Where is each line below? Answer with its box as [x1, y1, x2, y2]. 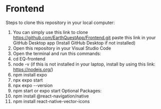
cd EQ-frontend [12, 55, 45, 61]
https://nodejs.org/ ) [12, 66, 53, 72]
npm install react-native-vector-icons [12, 98, 90, 104]
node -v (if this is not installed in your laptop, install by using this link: [12, 61, 155, 67]
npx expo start [12, 77, 43, 83]
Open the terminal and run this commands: [12, 50, 101, 56]
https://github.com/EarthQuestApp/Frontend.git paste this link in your [12, 34, 156, 40]
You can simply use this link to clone [12, 29, 88, 35]
